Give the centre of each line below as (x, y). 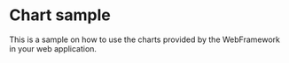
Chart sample (60, 15)
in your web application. (53, 48)
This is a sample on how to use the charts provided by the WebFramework (145, 39)
